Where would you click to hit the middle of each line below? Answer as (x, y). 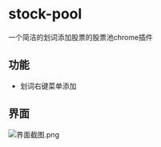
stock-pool (45, 14)
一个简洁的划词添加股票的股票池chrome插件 (81, 37)
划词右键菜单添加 (48, 86)
